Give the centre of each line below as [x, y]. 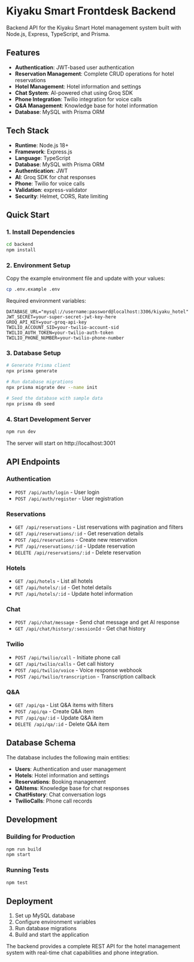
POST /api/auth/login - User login [57, 492]
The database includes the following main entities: [68, 757]
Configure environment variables [55, 922]
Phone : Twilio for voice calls [50, 183]
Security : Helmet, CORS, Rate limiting [62, 196]
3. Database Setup [34, 353]
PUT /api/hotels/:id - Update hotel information [74, 594]
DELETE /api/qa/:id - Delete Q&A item [62, 724]
